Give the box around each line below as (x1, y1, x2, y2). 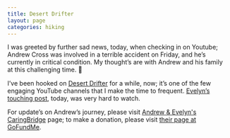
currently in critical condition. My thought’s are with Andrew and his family (7, 58, 224, 67)
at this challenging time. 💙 (7, 65, 83, 74)
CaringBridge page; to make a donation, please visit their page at (7, 115, 196, 124)
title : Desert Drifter (7, 10, 74, 18)
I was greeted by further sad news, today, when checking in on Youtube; (7, 43, 219, 52)
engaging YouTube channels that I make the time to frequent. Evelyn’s (7, 86, 210, 96)
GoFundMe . (7, 123, 42, 132)
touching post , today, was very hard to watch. (7, 94, 141, 103)
